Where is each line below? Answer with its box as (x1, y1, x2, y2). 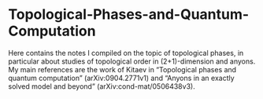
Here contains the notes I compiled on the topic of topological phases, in (8, 48, 244, 57)
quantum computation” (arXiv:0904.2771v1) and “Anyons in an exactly (8, 73, 235, 82)
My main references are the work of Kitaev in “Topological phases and (8, 64, 237, 74)
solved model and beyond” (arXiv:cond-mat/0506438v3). (8, 81, 195, 91)
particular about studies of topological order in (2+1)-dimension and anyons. (8, 57, 256, 66)
